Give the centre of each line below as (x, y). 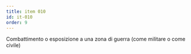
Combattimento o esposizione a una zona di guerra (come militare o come (96, 39)
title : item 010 (26, 11)
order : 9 (17, 22)
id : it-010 (19, 17)
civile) (14, 45)
